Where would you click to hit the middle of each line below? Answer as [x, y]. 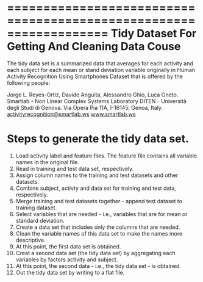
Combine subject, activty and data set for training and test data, [96, 188]
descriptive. [31, 240]
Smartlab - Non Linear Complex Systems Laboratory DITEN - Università [97, 101]
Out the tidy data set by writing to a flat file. [70, 272]
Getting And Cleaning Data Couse [94, 47]
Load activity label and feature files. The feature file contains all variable [106, 156]
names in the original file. [48, 162]
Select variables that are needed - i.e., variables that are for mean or [101, 214]
